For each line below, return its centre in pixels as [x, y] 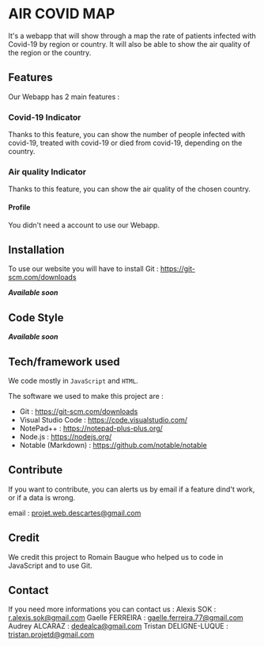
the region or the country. [50, 52]
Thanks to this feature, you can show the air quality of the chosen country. [130, 189]
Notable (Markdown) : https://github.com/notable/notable [113, 445]
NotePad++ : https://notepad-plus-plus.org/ [91, 428]
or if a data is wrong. [42, 497]
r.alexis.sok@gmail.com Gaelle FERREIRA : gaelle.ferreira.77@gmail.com [126, 618]
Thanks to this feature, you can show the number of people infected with [127, 135]
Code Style [36, 318]
